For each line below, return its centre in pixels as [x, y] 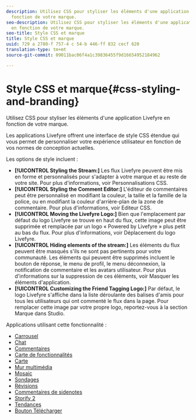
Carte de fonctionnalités [43, 354]
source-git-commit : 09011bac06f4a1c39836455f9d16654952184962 [83, 55]
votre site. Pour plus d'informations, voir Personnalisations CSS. [91, 183]
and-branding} [43, 101]
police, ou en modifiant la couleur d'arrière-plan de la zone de [89, 201]
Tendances [28, 404]
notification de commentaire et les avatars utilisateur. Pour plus [90, 270]
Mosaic [23, 373]
